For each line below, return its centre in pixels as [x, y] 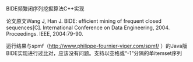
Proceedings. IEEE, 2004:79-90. [45, 34]
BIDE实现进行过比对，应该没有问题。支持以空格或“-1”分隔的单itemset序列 [94, 53]
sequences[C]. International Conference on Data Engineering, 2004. [88, 27]
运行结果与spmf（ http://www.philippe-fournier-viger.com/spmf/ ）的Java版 [97, 46]
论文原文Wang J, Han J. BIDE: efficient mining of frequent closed [84, 21]
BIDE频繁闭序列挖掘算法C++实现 [45, 8]
